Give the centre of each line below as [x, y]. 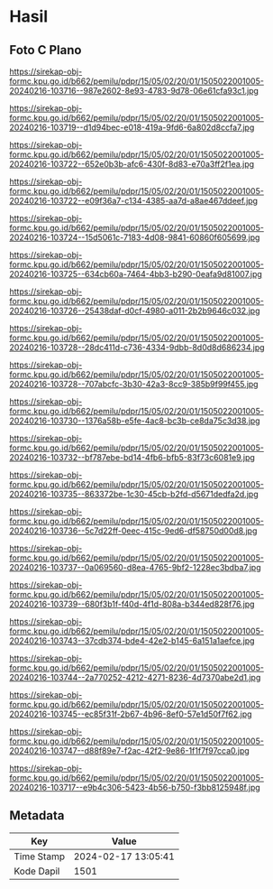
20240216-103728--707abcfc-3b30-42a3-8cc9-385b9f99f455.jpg [134, 384]
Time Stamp [40, 857]
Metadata [37, 815]
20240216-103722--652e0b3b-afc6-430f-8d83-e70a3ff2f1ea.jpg [132, 164]
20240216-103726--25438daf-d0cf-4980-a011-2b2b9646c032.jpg [135, 310]
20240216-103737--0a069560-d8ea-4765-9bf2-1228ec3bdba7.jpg [135, 567]
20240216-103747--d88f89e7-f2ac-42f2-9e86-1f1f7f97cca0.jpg [129, 750]
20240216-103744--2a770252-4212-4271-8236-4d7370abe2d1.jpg [135, 677]
